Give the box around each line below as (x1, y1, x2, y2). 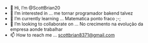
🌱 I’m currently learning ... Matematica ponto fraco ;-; (10, 16, 121, 21)
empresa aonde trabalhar (10, 26, 63, 32)
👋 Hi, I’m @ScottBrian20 (10, 5, 61, 11)
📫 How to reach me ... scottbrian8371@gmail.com (10, 32, 115, 38)
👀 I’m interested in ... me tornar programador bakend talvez (10, 10, 133, 16)
